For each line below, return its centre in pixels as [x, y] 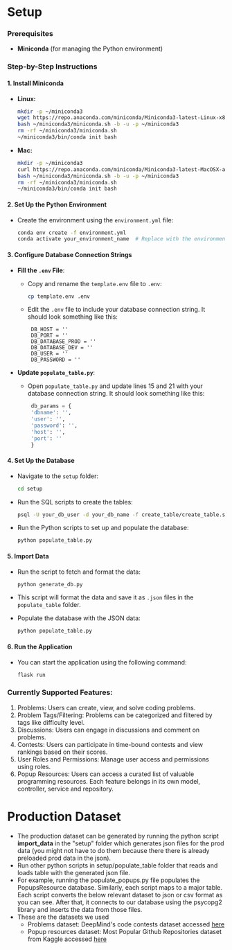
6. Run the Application [40, 646]
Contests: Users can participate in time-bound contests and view [110, 744]
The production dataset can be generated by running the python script [118, 836]
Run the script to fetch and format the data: [79, 572]
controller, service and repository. [65, 789]
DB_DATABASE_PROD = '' [64, 342]
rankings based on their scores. [62, 752]
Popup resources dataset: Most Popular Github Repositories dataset [124, 931]
